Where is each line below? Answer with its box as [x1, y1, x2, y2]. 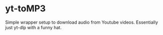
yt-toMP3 [5, 3, 46, 14]
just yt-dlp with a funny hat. [5, 24, 62, 30]
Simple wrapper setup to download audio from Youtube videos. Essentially [5, 19, 159, 25]
